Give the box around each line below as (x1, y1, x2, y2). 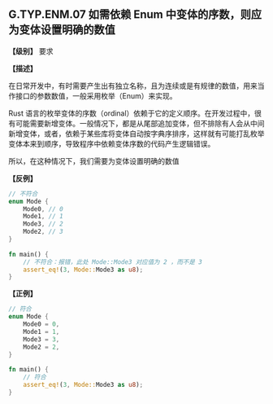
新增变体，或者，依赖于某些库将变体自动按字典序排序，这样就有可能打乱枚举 (8, 129, 265, 138)
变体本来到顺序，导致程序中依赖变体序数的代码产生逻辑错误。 (8, 138, 215, 148)
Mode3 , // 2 (23, 220, 63, 228)
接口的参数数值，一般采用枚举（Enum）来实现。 (15, 90, 177, 100)
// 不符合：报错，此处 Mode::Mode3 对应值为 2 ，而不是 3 (23, 257, 203, 266)
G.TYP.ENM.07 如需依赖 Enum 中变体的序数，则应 (8, 7, 262, 22)
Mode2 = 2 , (23, 343, 60, 351)
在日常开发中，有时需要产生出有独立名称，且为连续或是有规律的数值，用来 (8, 81, 258, 90)
